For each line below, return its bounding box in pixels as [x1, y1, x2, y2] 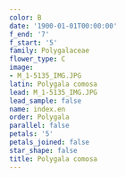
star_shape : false [9, 146, 78, 155]
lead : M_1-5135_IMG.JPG [9, 88, 98, 97]
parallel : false [9, 122, 70, 131]
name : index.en [9, 105, 66, 114]
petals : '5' [9, 130, 54, 139]
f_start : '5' [9, 38, 58, 47]
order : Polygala [9, 113, 70, 122]
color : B [9, 13, 42, 22]
